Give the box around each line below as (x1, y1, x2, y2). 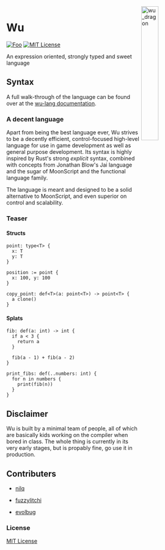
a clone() (12, 296, 37, 303)
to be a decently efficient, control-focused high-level (6, 136, 139, 143)
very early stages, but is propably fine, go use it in (6, 444, 133, 452)
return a (17, 339, 40, 345)
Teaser (6, 214, 28, 222)
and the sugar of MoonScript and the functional (6, 168, 127, 175)
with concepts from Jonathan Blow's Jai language (6, 161, 133, 168)
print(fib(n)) (17, 382, 53, 388)
